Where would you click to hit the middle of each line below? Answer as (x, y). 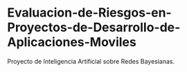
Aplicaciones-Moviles (72, 42)
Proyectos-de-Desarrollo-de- (94, 27)
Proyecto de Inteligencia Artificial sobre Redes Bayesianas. (91, 61)
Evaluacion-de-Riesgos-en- (89, 13)
